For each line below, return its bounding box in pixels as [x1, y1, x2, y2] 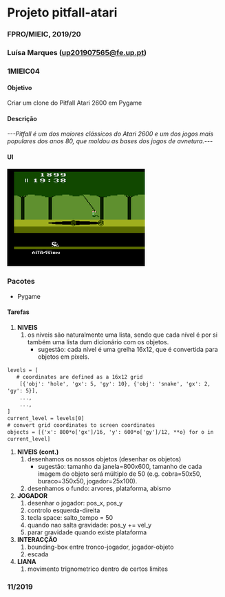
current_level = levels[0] [7, 415, 85, 422]
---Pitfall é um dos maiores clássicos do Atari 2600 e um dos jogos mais [7, 129, 214, 138]
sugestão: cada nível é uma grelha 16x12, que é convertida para [37, 346, 218, 354]
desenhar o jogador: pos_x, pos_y [27, 499, 123, 507]
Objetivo [7, 83, 32, 92]
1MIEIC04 [7, 66, 40, 76]
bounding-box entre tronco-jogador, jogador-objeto [27, 543, 174, 552]
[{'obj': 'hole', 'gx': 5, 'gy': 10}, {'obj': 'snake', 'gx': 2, [19, 381, 211, 388]
